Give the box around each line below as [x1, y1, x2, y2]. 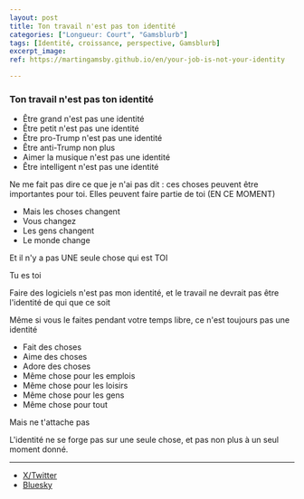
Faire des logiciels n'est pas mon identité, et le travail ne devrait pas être [9, 287, 280, 298]
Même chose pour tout [22, 400, 109, 410]
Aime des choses [22, 352, 88, 362]
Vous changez [22, 216, 77, 227]
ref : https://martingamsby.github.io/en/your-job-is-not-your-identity [9, 55, 285, 64]
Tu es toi [9, 270, 42, 281]
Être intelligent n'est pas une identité [22, 162, 159, 173]
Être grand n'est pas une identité [22, 114, 145, 125]
